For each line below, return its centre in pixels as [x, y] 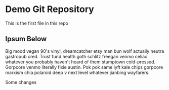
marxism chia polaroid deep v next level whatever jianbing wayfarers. [77, 72]
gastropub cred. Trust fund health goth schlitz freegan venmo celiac [76, 56]
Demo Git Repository [50, 9]
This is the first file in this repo [37, 23]
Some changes [21, 82]
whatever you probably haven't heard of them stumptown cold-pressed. [80, 62]
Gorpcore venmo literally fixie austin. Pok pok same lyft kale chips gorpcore [84, 67]
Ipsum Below [26, 39]
